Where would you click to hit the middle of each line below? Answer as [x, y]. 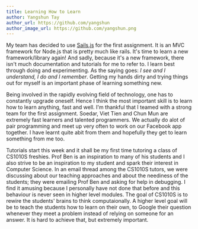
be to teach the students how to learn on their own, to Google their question [99, 207]
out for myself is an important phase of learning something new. [84, 83]
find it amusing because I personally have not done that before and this [93, 189]
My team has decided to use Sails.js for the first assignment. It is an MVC [95, 45]
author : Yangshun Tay [33, 17]
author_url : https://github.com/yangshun [58, 23]
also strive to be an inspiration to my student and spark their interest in [92, 163]
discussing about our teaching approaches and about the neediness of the [97, 175]
